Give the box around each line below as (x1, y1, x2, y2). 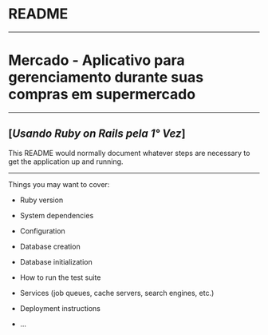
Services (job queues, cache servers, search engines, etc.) (19, 288, 215, 297)
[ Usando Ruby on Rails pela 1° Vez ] (8, 127, 186, 141)
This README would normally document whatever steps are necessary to (8, 148, 250, 158)
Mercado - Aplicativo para (8, 51, 185, 70)
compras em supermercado (8, 86, 196, 104)
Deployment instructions (19, 303, 101, 313)
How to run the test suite (19, 273, 101, 282)
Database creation (19, 241, 81, 251)
